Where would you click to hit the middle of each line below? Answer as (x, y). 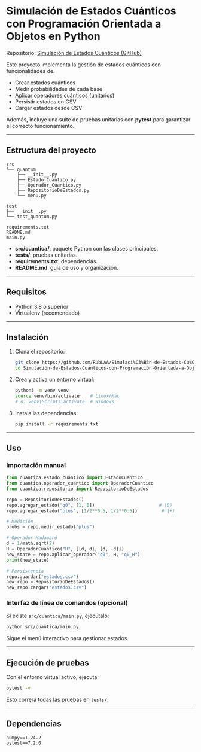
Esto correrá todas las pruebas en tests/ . (57, 700)
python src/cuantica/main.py (42, 627)
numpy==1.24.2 (24, 738)
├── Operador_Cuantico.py (49, 185)
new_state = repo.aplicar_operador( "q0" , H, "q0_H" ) (73, 555)
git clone (27, 363)
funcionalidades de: (31, 71)
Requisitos (26, 292)
